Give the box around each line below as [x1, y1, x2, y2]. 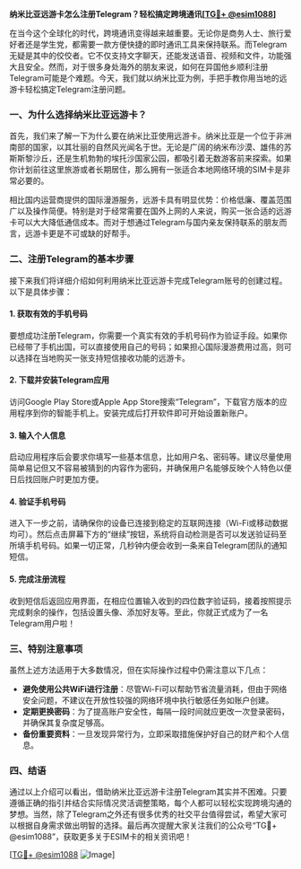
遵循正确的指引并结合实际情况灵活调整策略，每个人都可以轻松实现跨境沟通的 [9, 798, 292, 809]
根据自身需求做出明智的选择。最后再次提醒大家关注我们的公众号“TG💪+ [16, 821, 278, 831]
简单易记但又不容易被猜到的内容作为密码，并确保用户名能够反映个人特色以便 [9, 462, 292, 474]
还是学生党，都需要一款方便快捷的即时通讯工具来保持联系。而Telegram [24, 39, 288, 49]
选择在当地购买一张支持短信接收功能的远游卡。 [16, 352, 190, 363]
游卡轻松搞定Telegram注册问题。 [9, 84, 131, 94]
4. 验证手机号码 [9, 496, 66, 506]
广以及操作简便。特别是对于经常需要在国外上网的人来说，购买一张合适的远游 [9, 206, 292, 216]
